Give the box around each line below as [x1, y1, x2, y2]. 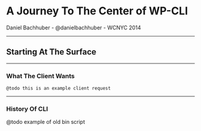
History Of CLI [6, 105, 48, 113]
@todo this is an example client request [6, 86, 111, 92]
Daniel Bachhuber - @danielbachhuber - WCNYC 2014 [6, 24, 142, 31]
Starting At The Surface [6, 47, 97, 57]
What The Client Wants [6, 72, 75, 80]
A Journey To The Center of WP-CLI [6, 4, 188, 18]
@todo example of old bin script [6, 118, 86, 126]
